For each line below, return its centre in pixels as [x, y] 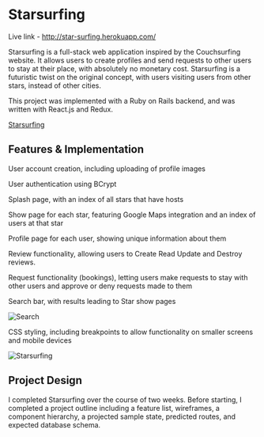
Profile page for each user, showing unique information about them [117, 238]
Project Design [45, 380]
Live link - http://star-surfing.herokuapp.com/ [82, 36]
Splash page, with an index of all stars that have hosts [96, 199]
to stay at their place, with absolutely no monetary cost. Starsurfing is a [124, 68]
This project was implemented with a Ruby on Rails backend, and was [122, 101]
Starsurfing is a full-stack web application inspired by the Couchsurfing [124, 51]
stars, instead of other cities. [55, 85]
